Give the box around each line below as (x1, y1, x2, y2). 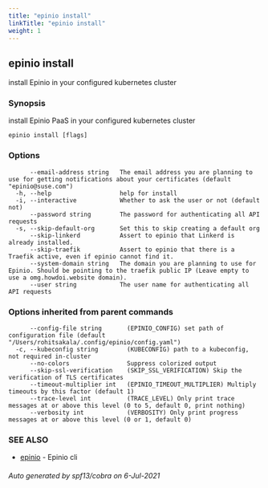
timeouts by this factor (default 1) (8, 388, 135, 396)
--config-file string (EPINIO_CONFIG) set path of (29, 324, 225, 333)
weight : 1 (8, 26, 42, 35)
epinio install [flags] (8, 132, 88, 140)
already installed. (8, 238, 74, 246)
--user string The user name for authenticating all (29, 280, 250, 289)
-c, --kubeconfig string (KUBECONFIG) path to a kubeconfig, (15, 346, 250, 354)
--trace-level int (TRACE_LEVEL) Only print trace (29, 395, 235, 403)
